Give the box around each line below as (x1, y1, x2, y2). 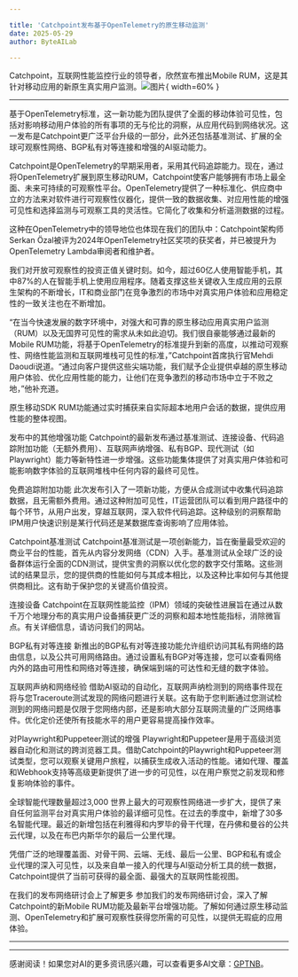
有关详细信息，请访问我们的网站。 (24, 621, 149, 632)
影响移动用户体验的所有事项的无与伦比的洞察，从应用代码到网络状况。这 (24, 120, 289, 130)
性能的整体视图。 (9, 413, 72, 424)
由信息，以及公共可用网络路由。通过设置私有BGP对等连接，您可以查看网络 (9, 652, 282, 662)
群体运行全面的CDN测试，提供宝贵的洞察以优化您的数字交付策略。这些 (16, 559, 275, 569)
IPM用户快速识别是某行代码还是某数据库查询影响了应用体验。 (9, 518, 233, 528)
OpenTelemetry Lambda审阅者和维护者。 (9, 246, 160, 257)
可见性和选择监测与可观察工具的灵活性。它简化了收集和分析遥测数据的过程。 (9, 205, 289, 215)
